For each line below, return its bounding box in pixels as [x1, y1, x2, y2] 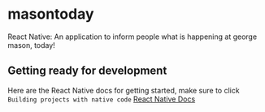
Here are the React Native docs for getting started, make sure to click [7, 85, 241, 95]
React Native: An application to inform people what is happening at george [7, 32, 258, 41]
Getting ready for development [7, 64, 167, 78]
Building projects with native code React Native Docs [7, 94, 196, 104]
